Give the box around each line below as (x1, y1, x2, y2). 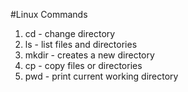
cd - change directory (24, 28, 116, 39)
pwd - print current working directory (24, 70, 179, 82)
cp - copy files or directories (24, 60, 143, 71)
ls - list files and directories (24, 39, 138, 50)
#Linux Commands (10, 9, 88, 20)
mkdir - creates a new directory (24, 49, 155, 61)
